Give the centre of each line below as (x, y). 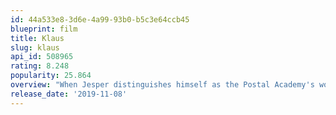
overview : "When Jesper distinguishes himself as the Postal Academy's (162, 85)
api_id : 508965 (42, 57)
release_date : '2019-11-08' (69, 94)
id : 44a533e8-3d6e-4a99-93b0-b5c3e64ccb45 (100, 19)
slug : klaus (35, 47)
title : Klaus (37, 38)
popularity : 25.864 (51, 76)
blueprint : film (44, 29)
